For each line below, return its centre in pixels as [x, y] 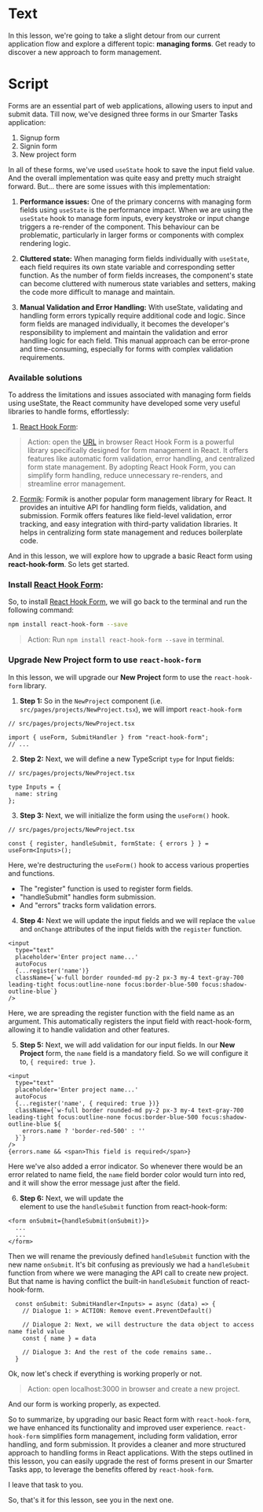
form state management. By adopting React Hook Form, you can [131, 467]
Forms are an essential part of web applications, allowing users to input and [130, 105]
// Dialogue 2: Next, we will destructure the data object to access [139, 1324]
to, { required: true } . [57, 1061]
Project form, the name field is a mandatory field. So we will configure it [134, 1053]
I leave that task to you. [46, 1484]
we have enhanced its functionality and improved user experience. [116, 1427]
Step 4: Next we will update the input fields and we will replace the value [137, 920]
